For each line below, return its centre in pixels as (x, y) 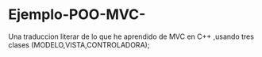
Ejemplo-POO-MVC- (77, 15)
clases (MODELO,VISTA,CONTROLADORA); (79, 44)
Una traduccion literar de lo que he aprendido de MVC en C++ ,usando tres (131, 36)
